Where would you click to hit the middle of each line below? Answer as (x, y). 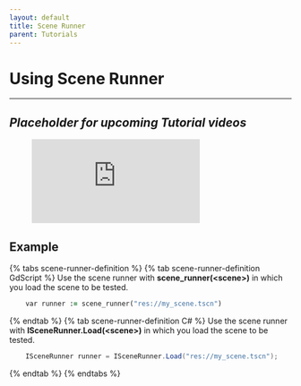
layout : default (39, 17)
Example (34, 247)
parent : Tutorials (43, 34)
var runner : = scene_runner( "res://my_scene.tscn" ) (124, 304)
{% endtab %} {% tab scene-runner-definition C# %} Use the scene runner (149, 321)
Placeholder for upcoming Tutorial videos (128, 122)
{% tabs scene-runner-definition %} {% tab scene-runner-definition (135, 268)
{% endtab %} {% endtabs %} (65, 373)
